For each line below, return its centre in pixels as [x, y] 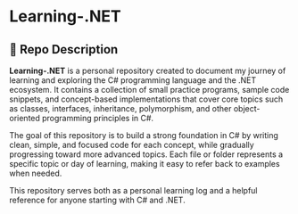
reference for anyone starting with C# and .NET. [97, 200]
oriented [25, 118]
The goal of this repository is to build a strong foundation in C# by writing [144, 135]
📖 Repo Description [64, 49]
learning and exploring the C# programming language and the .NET [133, 80]
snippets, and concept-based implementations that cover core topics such [146, 99]
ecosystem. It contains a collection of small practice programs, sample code [149, 90]
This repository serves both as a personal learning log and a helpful [133, 190]
